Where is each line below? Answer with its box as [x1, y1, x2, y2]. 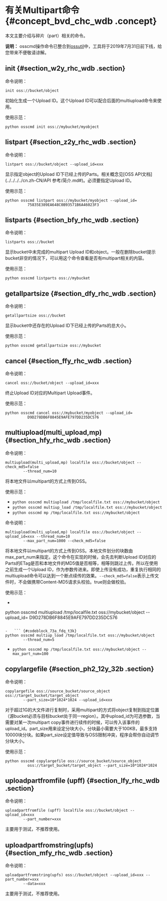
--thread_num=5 [23, 637, 55, 642]
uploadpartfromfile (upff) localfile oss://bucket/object [5, 808, 128, 813]
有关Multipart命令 [5, 4, 80, 16]
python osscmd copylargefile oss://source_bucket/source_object [5, 758, 142, 764]
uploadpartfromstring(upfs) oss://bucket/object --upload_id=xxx [5, 873, 144, 878]
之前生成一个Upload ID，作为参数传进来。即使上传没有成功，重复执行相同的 [5, 566, 161, 572]
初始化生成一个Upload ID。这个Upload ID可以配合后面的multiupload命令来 [5, 97, 158, 103]
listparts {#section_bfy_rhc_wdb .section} [5, 216, 140, 224]
